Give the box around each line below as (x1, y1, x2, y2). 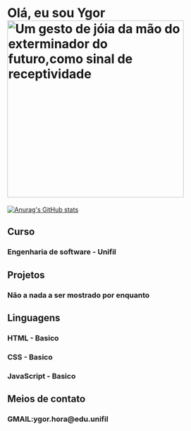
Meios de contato (7, 393, 86, 405)
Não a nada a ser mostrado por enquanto (7, 290, 150, 300)
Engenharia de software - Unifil (7, 247, 116, 257)
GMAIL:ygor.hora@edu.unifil (7, 414, 109, 424)
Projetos (7, 269, 45, 281)
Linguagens (7, 311, 61, 323)
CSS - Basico (7, 352, 53, 362)
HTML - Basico (7, 333, 59, 343)
